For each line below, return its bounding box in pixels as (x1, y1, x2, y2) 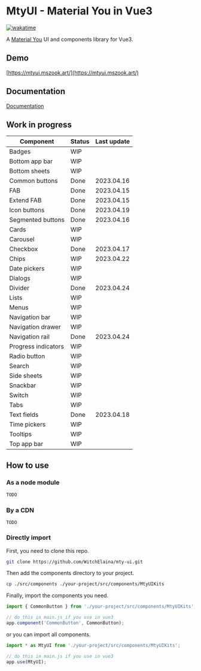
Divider (9, 284, 30, 292)
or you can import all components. (6, 631, 91, 638)
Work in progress (6, 119, 72, 130)
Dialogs (9, 274, 31, 282)
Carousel (9, 235, 35, 243)
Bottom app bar (9, 157, 53, 166)
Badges (9, 148, 31, 156)
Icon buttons (9, 206, 45, 214)
